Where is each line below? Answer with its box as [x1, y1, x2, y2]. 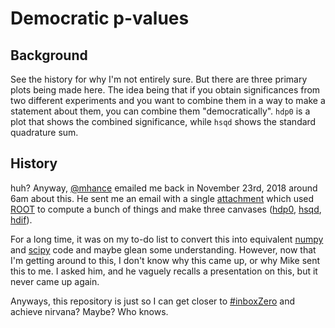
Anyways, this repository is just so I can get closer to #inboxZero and [10, 295, 295, 307]
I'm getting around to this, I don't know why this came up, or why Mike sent [10, 254, 321, 266]
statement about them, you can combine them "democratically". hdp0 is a [10, 105, 311, 117]
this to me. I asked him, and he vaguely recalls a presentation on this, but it [10, 265, 318, 277]
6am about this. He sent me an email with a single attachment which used [10, 192, 315, 204]
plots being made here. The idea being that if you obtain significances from [10, 84, 321, 96]
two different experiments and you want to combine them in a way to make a [10, 95, 326, 106]
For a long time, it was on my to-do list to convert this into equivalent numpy [10, 233, 324, 245]
